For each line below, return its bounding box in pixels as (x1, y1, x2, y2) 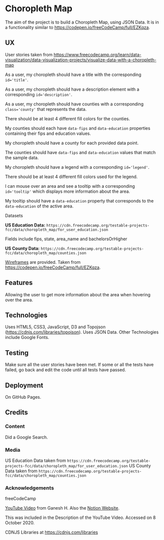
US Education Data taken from (5, 457, 66, 463)
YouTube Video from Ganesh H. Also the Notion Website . (5, 505, 120, 511)
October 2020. (5, 520, 35, 526)
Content (5, 423, 25, 430)
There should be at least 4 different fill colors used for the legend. (5, 174, 138, 180)
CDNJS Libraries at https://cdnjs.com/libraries (5, 529, 98, 535)
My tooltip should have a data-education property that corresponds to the (5, 198, 154, 204)
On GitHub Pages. (5, 394, 42, 400)
